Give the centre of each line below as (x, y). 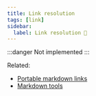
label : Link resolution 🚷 (50, 33)
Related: (19, 65)
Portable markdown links (52, 79)
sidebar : (20, 26)
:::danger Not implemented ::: (48, 52)
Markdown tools (40, 86)
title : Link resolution (41, 13)
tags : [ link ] (26, 20)
